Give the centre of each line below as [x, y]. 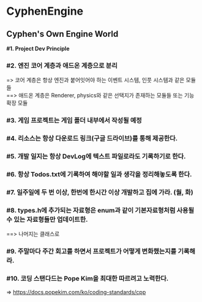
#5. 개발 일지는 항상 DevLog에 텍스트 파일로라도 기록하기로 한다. [96, 156]
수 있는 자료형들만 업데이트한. [47, 219]
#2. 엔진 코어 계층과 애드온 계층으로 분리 [62, 66]
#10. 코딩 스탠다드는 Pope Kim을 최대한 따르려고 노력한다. [88, 279]
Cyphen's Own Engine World [62, 34]
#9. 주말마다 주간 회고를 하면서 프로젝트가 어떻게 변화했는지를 [92, 251]
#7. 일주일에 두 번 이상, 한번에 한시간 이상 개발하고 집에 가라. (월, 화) [100, 192]
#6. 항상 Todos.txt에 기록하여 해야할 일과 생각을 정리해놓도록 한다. [99, 174]
